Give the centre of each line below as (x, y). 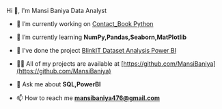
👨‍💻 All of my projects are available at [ (70, 64)
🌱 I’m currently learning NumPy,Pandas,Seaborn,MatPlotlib (101, 37)
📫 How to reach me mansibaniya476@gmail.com (88, 98)
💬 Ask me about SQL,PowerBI (58, 84)
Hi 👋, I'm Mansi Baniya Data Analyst (57, 11)
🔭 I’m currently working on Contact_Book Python (85, 24)
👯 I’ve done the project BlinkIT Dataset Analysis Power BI (96, 50)
